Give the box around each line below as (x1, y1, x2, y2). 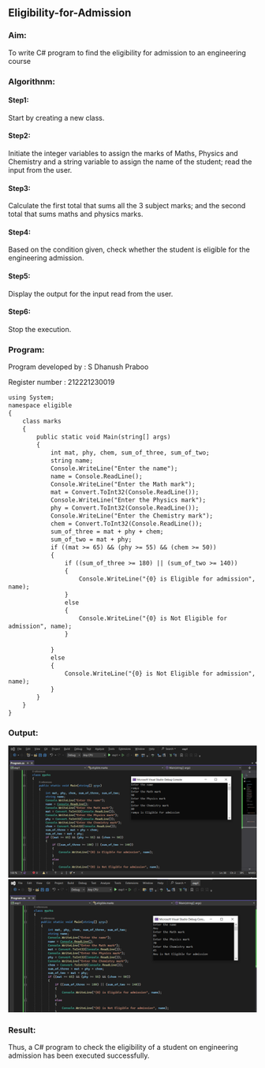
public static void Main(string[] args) (36, 433, 171, 441)
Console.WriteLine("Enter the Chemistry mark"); (50, 512, 214, 520)
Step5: (8, 271, 31, 281)
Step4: (8, 227, 32, 237)
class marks (22, 417, 62, 425)
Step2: (8, 131, 31, 140)
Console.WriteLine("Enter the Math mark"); (50, 480, 196, 488)
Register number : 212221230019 (8, 378, 115, 387)
